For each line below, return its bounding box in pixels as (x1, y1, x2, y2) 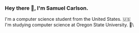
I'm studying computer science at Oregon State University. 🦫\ (5, 22, 134, 28)
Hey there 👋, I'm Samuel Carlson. (5, 5, 88, 12)
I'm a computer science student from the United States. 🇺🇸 (5, 16, 131, 22)
